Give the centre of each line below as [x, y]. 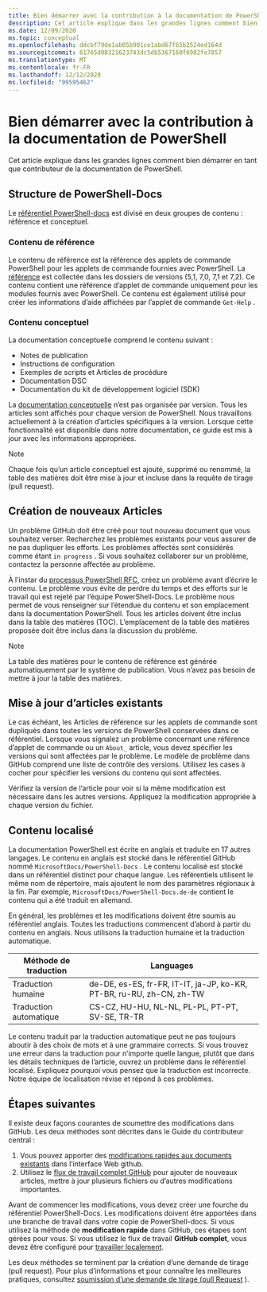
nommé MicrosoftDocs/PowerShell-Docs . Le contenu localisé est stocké [126, 867]
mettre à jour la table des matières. [65, 678]
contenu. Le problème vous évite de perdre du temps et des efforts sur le [128, 588]
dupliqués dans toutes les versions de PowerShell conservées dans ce [124, 731]
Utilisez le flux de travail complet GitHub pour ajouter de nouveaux [128, 1173]
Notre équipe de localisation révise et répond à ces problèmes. [111, 1079]
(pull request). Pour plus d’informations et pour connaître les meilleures [125, 1271]
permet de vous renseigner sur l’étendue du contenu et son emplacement [129, 605]
